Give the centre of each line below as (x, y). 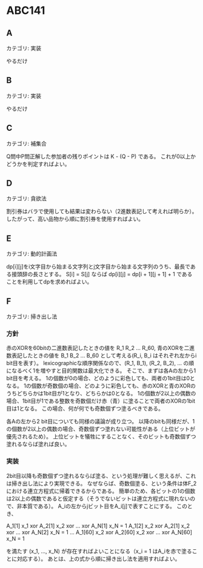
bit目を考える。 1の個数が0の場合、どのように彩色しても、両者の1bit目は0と (101, 378)
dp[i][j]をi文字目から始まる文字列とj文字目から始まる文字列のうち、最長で (98, 266)
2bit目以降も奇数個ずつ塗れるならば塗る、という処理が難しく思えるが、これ (101, 475)
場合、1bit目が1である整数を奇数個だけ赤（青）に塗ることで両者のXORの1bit (101, 401)
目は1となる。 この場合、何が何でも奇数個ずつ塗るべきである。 (85, 409)
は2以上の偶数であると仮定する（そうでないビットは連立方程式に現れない (98, 498)
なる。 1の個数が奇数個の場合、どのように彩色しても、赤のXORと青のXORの (101, 386)
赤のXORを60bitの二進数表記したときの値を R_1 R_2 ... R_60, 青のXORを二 (98, 348)
